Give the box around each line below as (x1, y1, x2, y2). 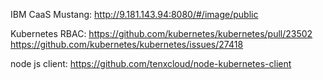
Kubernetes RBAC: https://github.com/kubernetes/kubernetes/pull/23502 (10, 28, 313, 39)
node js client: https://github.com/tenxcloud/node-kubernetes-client (10, 58, 292, 69)
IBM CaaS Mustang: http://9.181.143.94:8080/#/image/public (10, 9, 259, 20)
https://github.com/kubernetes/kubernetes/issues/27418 (10, 39, 244, 50)
